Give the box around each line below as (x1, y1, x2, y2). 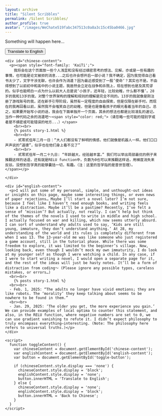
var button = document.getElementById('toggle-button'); (14, 355, 131, 360)
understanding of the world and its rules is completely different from (5, 231, 155, 236)
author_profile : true (5, 20, 49, 26)
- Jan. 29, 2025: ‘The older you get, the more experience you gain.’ (9, 304, 155, 309)
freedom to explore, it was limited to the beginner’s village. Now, (5, 244, 149, 249)
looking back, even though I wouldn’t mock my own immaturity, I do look (5, 248, 158, 253)
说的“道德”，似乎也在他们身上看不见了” (12, 143, 81, 148)
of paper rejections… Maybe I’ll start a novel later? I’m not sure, (5, 197, 149, 202)
